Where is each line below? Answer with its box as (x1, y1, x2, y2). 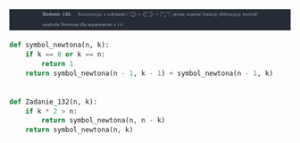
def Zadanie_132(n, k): (9, 97, 98, 106)
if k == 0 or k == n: (25, 50, 105, 59)
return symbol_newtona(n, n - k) (41, 116, 166, 125)
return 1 (41, 60, 74, 69)
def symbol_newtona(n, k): (9, 40, 110, 50)
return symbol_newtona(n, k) (25, 125, 134, 135)
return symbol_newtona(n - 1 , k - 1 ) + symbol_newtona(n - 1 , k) (25, 69, 274, 79)
